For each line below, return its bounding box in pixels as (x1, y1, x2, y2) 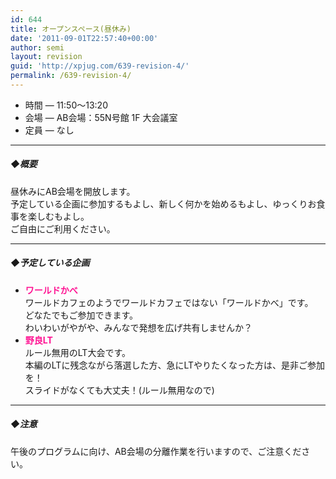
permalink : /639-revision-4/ (10, 71, 132, 81)
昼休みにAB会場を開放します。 (10, 185, 136, 197)
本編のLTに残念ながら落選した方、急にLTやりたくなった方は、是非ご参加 (24, 359, 326, 371)
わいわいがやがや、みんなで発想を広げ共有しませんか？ (24, 321, 253, 333)
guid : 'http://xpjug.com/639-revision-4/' (10, 61, 190, 71)
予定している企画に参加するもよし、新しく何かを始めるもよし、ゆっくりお (10, 197, 317, 210)
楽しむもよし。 (27, 210, 90, 222)
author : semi (10, 42, 65, 53)
